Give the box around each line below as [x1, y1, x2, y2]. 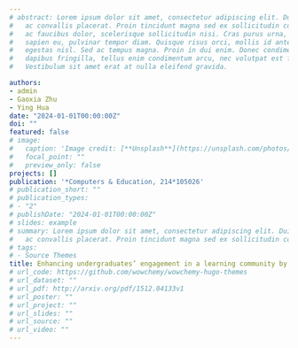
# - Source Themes [9, 251, 77, 260]
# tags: [9, 243, 38, 252]
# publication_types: [9, 194, 90, 203]
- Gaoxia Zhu [9, 95, 58, 104]
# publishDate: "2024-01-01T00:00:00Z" [9, 210, 157, 219]
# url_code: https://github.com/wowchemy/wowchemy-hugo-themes [9, 267, 248, 277]
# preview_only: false [9, 160, 101, 169]
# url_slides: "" [9, 309, 74, 318]
